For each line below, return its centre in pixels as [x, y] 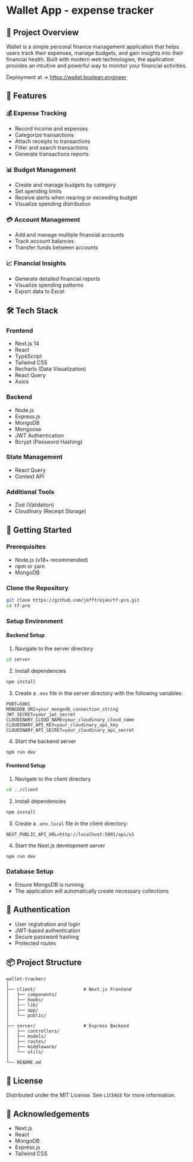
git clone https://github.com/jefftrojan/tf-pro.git [73, 600]
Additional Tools [30, 492]
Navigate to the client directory [53, 779]
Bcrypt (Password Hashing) [49, 442]
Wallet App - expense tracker [80, 10]
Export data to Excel [39, 291]
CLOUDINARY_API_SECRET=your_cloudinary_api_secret [70, 730]
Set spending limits [38, 191]
